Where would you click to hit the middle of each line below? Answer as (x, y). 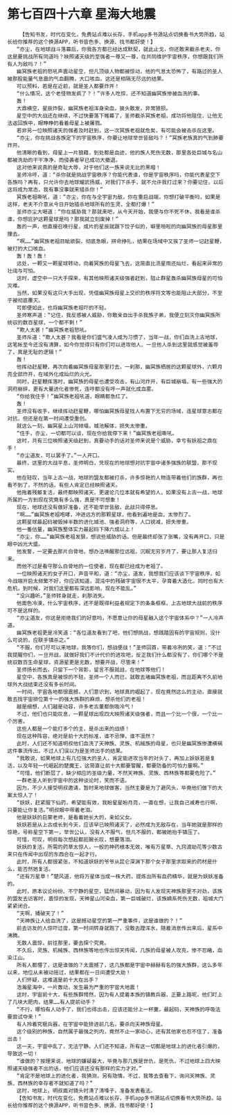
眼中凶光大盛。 (25, 544)
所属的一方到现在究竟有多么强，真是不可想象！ (64, 500)
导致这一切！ (23, 1054)
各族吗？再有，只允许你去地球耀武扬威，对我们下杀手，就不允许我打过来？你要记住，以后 (115, 182)
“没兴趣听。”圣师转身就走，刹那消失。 (62, 596)
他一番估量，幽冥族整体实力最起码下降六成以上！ (75, 529)
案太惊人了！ (23, 795)
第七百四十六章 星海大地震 (81, 14)
